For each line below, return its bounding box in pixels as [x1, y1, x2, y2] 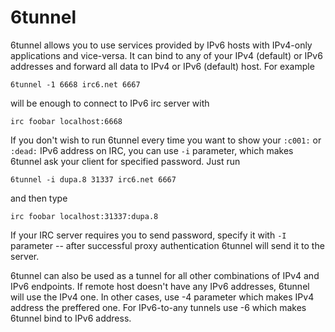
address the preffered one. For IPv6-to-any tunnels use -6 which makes [10, 301, 307, 313]
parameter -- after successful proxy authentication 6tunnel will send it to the [10, 239, 325, 251]
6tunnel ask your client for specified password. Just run [10, 155, 241, 167]
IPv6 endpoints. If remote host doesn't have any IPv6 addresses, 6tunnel [10, 280, 310, 292]
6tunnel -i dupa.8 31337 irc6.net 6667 [10, 174, 177, 185]
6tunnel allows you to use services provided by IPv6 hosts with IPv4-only [10, 39, 313, 51]
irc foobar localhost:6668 [10, 116, 123, 126]
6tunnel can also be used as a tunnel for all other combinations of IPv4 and [10, 269, 320, 281]
